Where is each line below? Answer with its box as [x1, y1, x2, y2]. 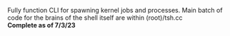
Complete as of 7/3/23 [7, 21, 76, 29]
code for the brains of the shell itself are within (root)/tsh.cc [7, 13, 184, 22]
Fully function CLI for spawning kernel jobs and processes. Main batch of [7, 6, 223, 14]
